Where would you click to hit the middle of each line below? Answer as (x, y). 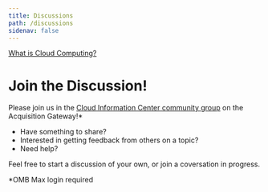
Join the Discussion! (78, 86)
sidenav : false (34, 30)
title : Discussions (41, 16)
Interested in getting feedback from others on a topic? (109, 140)
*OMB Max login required (51, 180)
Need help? (39, 149)
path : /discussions (41, 23)
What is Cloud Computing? (53, 54)
